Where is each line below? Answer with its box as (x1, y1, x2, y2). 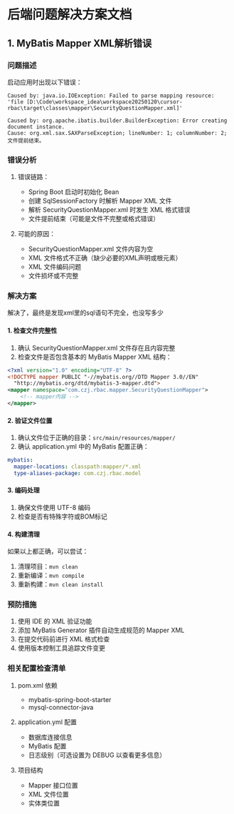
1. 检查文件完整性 (7, 326, 58, 335)
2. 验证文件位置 (7, 416, 53, 424)
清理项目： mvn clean (17, 562, 78, 571)
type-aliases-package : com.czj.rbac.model (14, 469, 142, 477)
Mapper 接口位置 (28, 780, 78, 789)
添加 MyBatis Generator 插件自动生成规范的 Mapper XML (17, 626, 185, 635)
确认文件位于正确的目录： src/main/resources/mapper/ (17, 433, 176, 442)
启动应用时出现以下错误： (7, 78, 83, 86)
